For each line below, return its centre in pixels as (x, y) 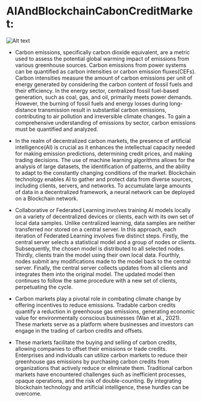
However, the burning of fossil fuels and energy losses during (92, 103)
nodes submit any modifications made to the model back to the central (103, 261)
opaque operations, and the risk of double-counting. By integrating (98, 380)
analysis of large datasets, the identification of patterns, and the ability (103, 166)
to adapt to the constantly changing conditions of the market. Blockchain (105, 172)
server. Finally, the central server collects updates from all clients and (101, 268)
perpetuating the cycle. (44, 287)
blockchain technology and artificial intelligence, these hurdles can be (102, 387)
